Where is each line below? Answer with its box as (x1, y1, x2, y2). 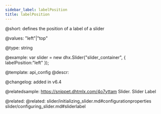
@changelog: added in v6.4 (5, 79, 62, 85)
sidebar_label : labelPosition (5, 7, 68, 12)
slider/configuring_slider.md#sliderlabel (5, 103, 86, 109)
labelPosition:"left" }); (5, 59, 50, 65)
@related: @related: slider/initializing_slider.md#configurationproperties (5, 98, 152, 104)
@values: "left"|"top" (5, 35, 48, 41)
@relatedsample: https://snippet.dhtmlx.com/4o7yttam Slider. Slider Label (5, 88, 156, 94)
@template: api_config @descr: (5, 69, 69, 75)
